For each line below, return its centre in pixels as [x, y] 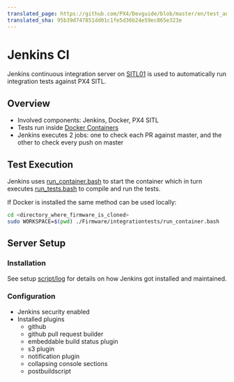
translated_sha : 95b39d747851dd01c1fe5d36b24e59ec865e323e [95, 20]
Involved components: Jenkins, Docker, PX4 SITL [88, 120]
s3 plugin [41, 348]
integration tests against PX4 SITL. [57, 82]
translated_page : [32, 14]
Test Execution [40, 164]
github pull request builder [65, 334]
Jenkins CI [38, 55]
